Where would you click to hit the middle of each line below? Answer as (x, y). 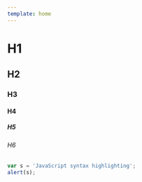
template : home (29, 14)
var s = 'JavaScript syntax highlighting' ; (72, 166)
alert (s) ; (22, 173)
